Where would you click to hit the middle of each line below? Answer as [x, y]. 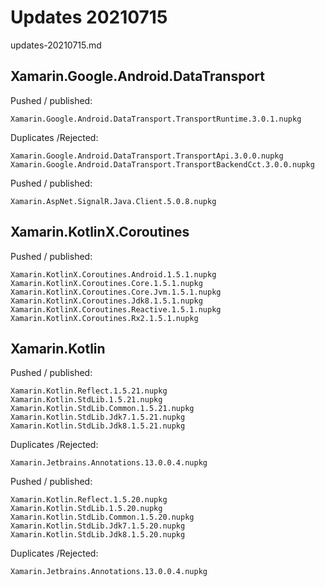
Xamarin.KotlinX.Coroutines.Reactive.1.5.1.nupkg [116, 309]
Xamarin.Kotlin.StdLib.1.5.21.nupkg [86, 400]
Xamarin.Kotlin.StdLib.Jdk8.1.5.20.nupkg [98, 535]
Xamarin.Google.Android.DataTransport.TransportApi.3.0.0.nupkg [147, 156]
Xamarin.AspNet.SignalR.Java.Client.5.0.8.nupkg [113, 201]
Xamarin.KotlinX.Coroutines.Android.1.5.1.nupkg [113, 274]
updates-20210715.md [56, 45]
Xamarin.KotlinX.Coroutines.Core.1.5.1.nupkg [106, 283]
